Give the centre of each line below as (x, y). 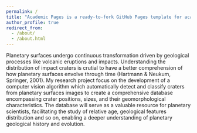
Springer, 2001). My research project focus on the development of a (88, 80)
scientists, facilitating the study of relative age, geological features (86, 111)
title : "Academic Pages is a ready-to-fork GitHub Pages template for (94, 17)
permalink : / (22, 11)
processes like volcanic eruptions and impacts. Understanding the (86, 62)
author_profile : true (33, 22)
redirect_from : (25, 28)
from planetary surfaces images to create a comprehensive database (89, 93)
